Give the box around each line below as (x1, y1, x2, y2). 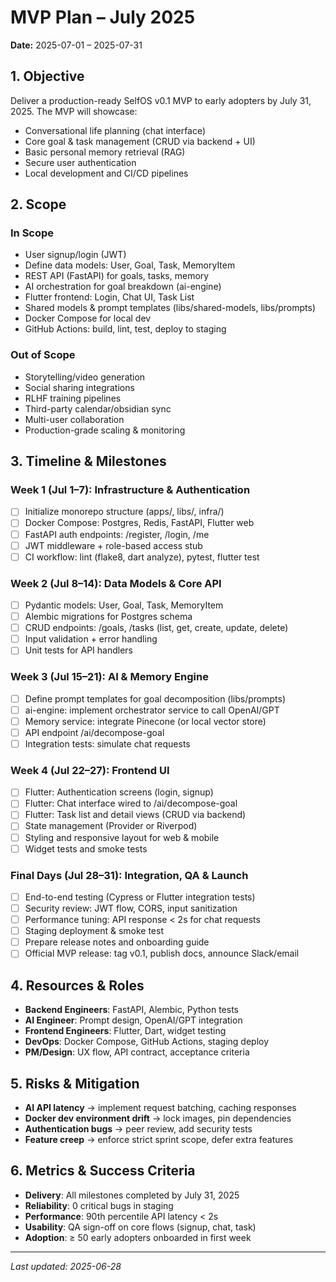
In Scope (10, 226, 55, 240)
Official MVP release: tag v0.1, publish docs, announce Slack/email (24, 947, 300, 960)
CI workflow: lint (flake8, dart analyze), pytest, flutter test (24, 551, 260, 563)
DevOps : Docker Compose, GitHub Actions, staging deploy (24, 1036, 270, 1048)
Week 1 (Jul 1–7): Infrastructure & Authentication (10, 483, 251, 497)
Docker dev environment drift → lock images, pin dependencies (24, 1112, 292, 1124)
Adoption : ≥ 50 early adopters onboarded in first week (24, 1231, 252, 1243)
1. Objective (10, 68, 85, 85)
